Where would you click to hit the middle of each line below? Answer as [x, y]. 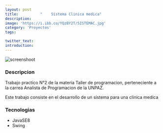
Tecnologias [20, 110]
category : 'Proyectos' [28, 28]
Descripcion [20, 72]
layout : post [18, 9]
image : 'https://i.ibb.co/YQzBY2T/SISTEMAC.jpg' [56, 23]
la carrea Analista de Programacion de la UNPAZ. [55, 88]
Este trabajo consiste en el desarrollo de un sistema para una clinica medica [82, 97]
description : [18, 19]
